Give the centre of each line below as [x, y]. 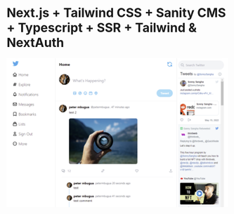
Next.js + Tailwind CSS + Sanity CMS [116, 13]
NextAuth [35, 43]
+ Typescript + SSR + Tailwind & [102, 28]
